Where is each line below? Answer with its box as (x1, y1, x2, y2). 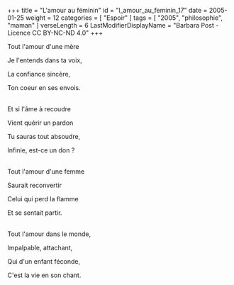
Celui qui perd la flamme (7, 195, 79, 203)
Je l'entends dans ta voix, (7, 56, 83, 65)
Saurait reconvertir (7, 181, 62, 189)
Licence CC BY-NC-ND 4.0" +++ (7, 28, 104, 37)
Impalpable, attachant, (7, 244, 73, 252)
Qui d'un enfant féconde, (7, 257, 80, 265)
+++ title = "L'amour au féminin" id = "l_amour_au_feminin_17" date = (7, 6, 208, 14)
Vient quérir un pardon (7, 118, 74, 127)
